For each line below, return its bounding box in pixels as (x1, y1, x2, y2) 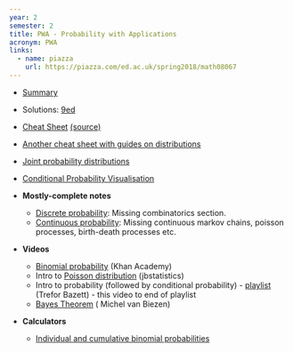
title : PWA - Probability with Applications (9, 29, 177, 38)
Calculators (21, 316, 67, 326)
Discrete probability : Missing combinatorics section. (35, 207, 227, 218)
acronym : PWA (9, 37, 58, 47)
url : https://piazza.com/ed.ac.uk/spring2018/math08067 (25, 63, 238, 72)
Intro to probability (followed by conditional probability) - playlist (35, 279, 272, 290)
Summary (21, 86, 58, 98)
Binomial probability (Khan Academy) (35, 260, 172, 271)
